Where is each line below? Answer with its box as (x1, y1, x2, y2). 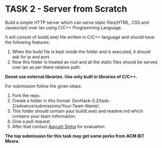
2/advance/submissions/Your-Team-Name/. (12, 103, 100, 109)
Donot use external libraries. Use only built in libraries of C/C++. (5, 74, 138, 79)
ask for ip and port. (12, 54, 51, 59)
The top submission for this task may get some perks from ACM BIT (5, 133, 144, 139)
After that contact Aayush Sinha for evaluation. (12, 123, 106, 129)
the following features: (5, 39, 50, 45)
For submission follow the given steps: (5, 83, 82, 89)
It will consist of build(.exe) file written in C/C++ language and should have (5, 34, 155, 40)
